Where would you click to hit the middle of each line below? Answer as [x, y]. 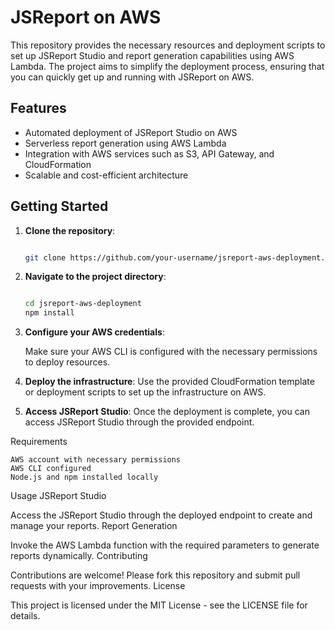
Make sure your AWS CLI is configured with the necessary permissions [171, 352]
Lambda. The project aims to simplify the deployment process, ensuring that [167, 66]
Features [38, 108]
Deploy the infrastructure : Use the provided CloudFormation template [169, 382]
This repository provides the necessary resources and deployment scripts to [168, 45]
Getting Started [59, 206]
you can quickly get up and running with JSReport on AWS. [132, 77]
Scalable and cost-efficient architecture [106, 175]
